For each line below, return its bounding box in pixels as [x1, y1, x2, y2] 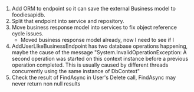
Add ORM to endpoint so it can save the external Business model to [11, 5, 176, 12]
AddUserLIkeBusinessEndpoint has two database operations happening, [11, 42, 188, 50]
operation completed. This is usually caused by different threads [11, 61, 169, 68]
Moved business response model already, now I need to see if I [20, 37, 175, 43]
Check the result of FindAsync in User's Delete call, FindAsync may [11, 74, 176, 81]
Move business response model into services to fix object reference [11, 24, 177, 31]
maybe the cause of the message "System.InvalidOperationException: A [11, 49, 187, 55]
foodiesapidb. [11, 11, 45, 18]
